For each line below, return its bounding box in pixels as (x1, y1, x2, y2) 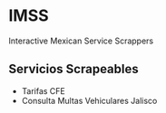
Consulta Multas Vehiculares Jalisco (21, 95, 158, 106)
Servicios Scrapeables (8, 61, 139, 77)
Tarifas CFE (21, 85, 65, 96)
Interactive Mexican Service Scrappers (8, 35, 154, 46)
